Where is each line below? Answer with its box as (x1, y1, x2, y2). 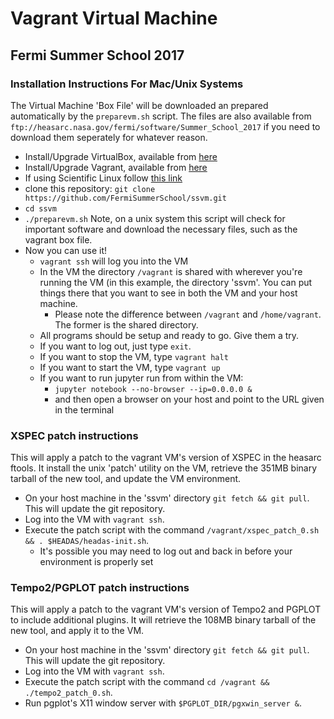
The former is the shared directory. (54, 318, 199, 331)
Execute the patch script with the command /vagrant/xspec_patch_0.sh (24, 524, 320, 536)
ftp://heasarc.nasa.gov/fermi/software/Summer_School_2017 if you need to (10, 120, 321, 132)
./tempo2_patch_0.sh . (24, 687, 113, 699)
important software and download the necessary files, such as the (24, 223, 298, 235)
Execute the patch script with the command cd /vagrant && (24, 676, 270, 688)
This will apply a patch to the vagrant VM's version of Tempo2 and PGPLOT (10, 603, 322, 616)
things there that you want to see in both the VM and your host (39, 287, 298, 299)
